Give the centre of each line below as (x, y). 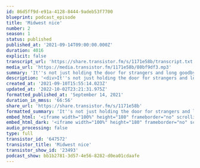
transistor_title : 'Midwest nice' (49, 144)
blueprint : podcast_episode (41, 17)
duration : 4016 (25, 51)
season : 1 (18, 34)
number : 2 (18, 28)
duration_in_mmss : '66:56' (40, 100)
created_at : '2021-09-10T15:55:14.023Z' (57, 84)
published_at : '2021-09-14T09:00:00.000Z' (60, 45)
